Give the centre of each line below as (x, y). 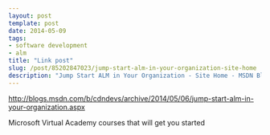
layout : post (30, 16)
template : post (34, 23)
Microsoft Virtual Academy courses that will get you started (106, 122)
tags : (17, 38)
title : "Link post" (41, 61)
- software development (48, 46)
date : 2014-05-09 (37, 31)
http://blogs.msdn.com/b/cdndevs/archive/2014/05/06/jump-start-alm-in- (131, 98)
